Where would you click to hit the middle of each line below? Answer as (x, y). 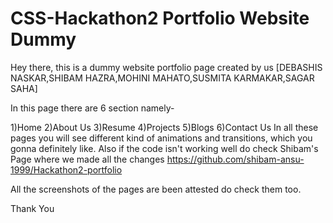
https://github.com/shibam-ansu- (235, 159)
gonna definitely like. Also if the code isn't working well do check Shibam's (164, 148)
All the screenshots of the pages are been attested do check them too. (156, 189)
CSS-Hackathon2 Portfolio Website (160, 18)
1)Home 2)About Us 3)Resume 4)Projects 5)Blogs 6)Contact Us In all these (164, 127)
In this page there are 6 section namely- (92, 108)
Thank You (32, 208)
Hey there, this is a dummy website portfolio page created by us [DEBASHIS (166, 67)
